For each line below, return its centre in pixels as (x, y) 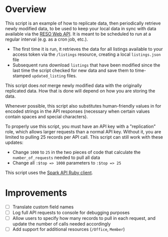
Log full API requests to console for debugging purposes (71, 212)
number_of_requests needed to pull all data (56, 157)
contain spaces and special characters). (47, 116)
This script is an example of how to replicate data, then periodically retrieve (83, 23)
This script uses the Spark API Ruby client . (49, 173)
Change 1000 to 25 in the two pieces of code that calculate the (76, 152)
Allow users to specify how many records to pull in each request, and (84, 218)
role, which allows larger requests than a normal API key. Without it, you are (83, 131)
